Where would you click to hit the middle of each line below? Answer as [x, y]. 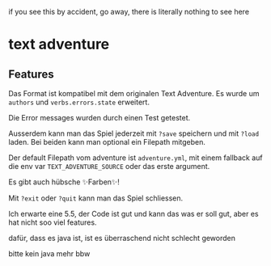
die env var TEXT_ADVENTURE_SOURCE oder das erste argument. [109, 166]
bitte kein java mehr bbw [49, 253]
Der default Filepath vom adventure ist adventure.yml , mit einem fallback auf [135, 158]
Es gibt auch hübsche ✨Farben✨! [64, 182]
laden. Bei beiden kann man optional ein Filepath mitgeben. [107, 142]
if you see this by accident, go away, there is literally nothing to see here [129, 12]
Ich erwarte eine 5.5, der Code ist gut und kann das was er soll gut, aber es [133, 214]
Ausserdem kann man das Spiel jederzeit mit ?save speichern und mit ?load [134, 133]
